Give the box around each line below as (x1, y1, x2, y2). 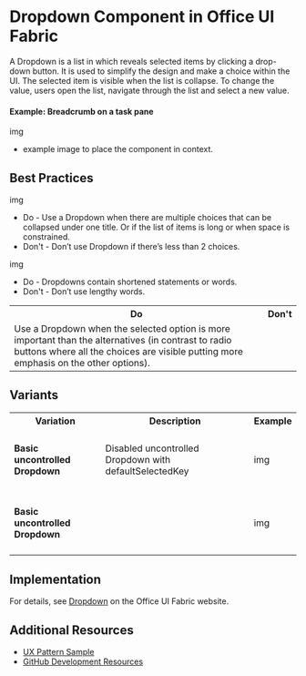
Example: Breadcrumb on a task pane (9, 106, 154, 117)
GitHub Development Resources (22, 656, 144, 667)
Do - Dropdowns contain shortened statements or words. (22, 276, 238, 287)
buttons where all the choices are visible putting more (14, 344, 243, 357)
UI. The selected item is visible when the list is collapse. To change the (9, 75, 275, 86)
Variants (9, 387, 59, 403)
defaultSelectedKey (105, 465, 189, 477)
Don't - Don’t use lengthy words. (22, 285, 146, 297)
